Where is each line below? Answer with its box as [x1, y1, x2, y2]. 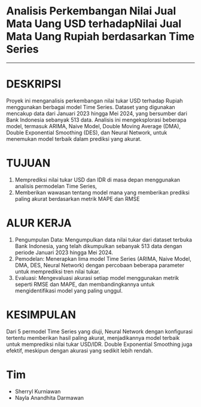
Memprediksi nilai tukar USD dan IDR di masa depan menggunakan [14, 176, 181, 183]
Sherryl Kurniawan [14, 388, 61, 395]
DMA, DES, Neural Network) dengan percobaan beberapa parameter [14, 261, 184, 269]
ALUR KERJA [6, 216, 72, 230]
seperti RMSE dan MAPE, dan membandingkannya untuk [14, 281, 155, 288]
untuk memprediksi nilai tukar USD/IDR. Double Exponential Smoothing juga [6, 340, 193, 348]
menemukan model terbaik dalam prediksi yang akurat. [6, 135, 142, 142]
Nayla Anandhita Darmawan [14, 394, 84, 401]
